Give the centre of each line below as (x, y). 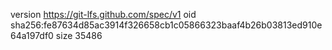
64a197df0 (32, 35)
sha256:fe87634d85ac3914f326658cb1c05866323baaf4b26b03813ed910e (166, 25)
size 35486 (79, 35)
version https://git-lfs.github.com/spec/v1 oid (103, 14)
